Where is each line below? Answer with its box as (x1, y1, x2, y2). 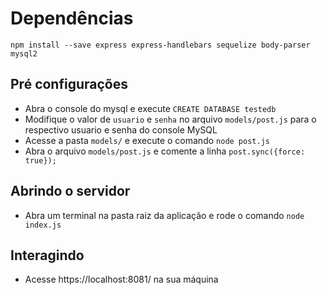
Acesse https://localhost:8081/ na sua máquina (24, 273, 219, 286)
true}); (24, 155, 57, 166)
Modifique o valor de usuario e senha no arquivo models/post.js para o (24, 113, 317, 125)
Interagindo (10, 247, 85, 264)
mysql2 (10, 48, 38, 59)
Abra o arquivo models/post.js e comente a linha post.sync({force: (24, 145, 306, 157)
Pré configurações (10, 76, 128, 93)
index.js (24, 220, 62, 230)
